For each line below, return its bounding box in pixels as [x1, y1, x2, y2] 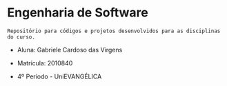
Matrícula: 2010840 [17, 58, 73, 67]
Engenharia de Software [7, 5, 148, 21]
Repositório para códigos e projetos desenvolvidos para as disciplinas [7, 28, 221, 34]
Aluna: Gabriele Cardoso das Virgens [17, 45, 123, 54]
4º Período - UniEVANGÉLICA [17, 72, 102, 80]
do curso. [7, 33, 36, 41]
